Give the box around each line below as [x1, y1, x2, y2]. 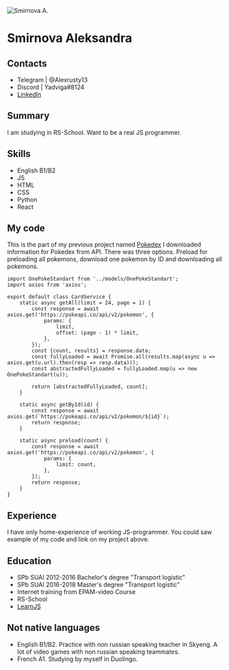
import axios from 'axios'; [7, 281, 87, 289]
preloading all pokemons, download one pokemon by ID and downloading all [7, 255, 222, 263]
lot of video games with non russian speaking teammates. [16, 647, 180, 656]
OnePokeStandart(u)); [7, 372, 69, 378]
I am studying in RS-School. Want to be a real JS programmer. [7, 128, 182, 136]
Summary [7, 110, 50, 122]
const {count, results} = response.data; [31, 348, 152, 355]
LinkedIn [16, 90, 42, 99]
